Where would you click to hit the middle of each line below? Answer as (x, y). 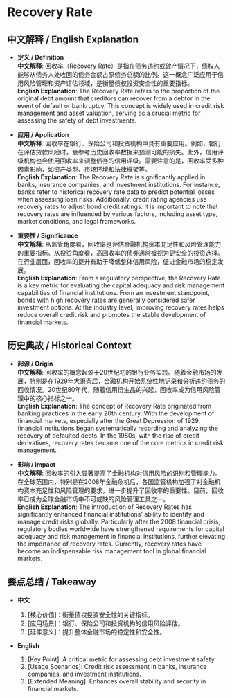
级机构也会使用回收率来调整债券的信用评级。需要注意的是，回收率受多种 (120, 161)
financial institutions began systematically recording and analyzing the (117, 428)
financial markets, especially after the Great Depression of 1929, (109, 420)
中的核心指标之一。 (51, 398)
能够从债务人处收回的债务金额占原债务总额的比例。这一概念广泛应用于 (117, 74)
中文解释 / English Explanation (73, 39)
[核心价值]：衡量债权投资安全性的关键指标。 (90, 614)
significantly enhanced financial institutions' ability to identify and (110, 514)
